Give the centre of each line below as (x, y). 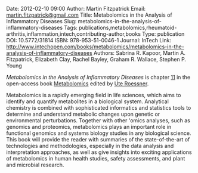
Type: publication (163, 34)
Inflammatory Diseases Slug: (41, 21)
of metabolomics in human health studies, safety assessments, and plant (96, 158)
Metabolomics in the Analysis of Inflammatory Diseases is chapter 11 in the (98, 77)
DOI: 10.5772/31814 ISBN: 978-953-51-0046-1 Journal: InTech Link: (89, 40)
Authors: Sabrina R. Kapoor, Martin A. (140, 53)
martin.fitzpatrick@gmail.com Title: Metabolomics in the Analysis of (89, 15)
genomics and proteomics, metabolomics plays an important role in (89, 127)
